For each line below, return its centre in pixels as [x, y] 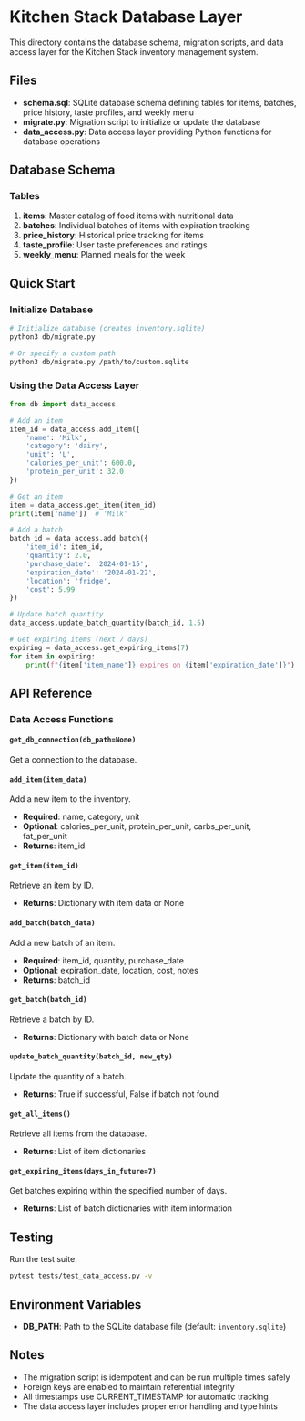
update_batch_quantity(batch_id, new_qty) [91, 1057]
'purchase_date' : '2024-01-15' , [87, 563]
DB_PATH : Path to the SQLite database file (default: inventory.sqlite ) [154, 1326]
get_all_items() [40, 1114]
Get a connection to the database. [73, 760]
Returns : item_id [54, 846]
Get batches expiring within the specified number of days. [118, 1191]
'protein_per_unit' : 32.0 [75, 472]
